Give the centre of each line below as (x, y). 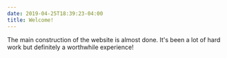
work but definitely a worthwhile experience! (70, 47)
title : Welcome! (30, 20)
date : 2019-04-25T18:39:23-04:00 (55, 13)
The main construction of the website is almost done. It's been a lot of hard (114, 39)
